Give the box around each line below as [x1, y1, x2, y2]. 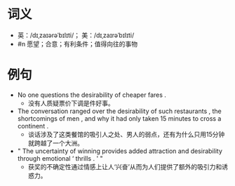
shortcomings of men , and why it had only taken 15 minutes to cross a [17, 114, 222, 123]
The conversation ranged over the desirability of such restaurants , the [17, 107, 222, 115]
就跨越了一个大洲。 [27, 138, 84, 147]
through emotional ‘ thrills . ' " [17, 154, 103, 162]
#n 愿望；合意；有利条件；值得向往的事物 [17, 39, 138, 48]
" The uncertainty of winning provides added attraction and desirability [17, 147, 223, 155]
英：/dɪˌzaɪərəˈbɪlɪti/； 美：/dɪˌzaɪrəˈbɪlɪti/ [17, 31, 135, 39]
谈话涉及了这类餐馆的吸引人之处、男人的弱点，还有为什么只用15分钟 [27, 130, 225, 138]
